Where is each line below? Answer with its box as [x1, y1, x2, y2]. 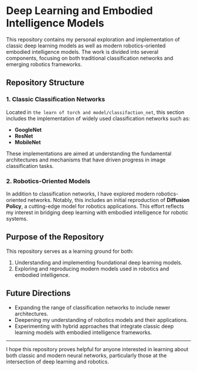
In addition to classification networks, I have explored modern [6, 190, 155, 197]
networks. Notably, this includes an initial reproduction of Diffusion [27, 196, 190, 203]
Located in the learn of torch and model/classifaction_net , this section [6, 108, 185, 115]
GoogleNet [14, 126, 42, 133]
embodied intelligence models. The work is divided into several [6, 48, 159, 55]
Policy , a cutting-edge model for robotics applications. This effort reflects [6, 202, 185, 209]
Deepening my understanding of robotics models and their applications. [14, 316, 189, 323]
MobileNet [14, 139, 41, 146]
